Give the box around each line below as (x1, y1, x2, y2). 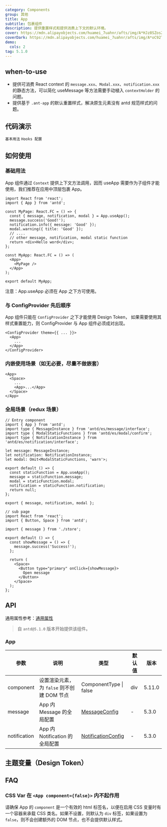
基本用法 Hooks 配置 (5, 137, 42, 142)
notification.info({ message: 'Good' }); (9, 222, 97, 227)
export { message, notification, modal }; (5, 500, 94, 506)
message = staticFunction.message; (9, 474, 83, 479)
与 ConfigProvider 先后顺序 (5, 302, 71, 309)
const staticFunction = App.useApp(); (9, 470, 90, 475)
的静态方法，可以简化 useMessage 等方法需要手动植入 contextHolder (12, 88, 154, 94)
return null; (9, 487, 37, 492)
